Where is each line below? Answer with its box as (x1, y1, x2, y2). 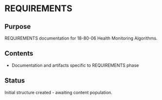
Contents (4, 49, 34, 58)
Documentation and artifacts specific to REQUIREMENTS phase (11, 62, 139, 68)
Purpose (4, 22, 31, 31)
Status (4, 77, 25, 85)
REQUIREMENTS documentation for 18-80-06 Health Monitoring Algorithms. (4, 35, 158, 41)
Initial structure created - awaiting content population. (4, 89, 112, 95)
